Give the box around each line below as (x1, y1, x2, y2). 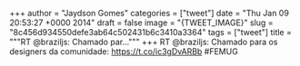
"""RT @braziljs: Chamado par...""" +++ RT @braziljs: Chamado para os (9, 36, 278, 47)
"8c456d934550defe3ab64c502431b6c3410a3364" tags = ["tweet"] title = (9, 27, 293, 37)
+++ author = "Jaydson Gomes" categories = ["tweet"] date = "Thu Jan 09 (9, 8, 289, 18)
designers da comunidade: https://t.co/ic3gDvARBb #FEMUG (9, 46, 238, 57)
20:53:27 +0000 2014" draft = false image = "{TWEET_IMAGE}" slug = (9, 17, 275, 28)
